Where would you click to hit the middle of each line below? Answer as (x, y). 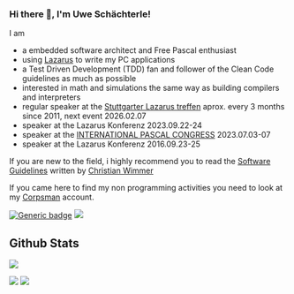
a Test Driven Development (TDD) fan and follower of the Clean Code (148, 69)
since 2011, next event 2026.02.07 (84, 116)
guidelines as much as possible (79, 79)
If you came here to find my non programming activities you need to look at (146, 188)
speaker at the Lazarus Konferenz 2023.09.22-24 (112, 125)
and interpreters (51, 97)
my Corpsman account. (52, 197)
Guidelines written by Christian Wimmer (82, 170)
